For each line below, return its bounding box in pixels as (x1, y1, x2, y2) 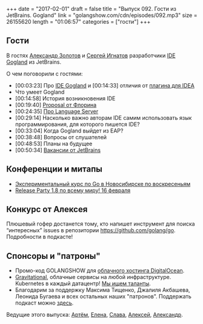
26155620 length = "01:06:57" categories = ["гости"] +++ (6, 18, 151, 25)
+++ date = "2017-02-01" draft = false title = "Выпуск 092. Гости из (6, 5, 177, 12)
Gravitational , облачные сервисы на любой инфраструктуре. (15, 274, 171, 281)
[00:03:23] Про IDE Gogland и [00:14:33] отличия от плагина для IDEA (15, 81, 195, 89)
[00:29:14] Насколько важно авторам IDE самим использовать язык (15, 114, 192, 121)
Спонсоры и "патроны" (6, 250, 101, 261)
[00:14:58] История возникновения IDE (15, 94, 116, 102)
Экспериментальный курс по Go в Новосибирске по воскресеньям (15, 180, 191, 187)
